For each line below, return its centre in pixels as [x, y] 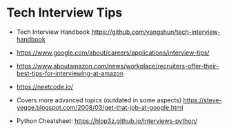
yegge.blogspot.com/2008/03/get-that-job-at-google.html [100, 107]
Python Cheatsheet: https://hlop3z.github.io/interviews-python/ [107, 121]
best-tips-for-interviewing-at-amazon [70, 73]
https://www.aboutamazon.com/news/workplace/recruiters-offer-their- [118, 66]
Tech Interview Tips [64, 13]
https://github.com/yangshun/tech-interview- [156, 32]
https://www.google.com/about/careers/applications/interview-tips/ [113, 53]
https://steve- [202, 100]
